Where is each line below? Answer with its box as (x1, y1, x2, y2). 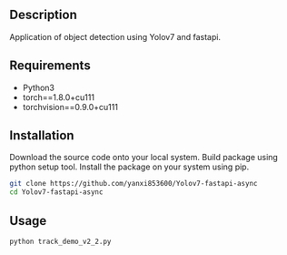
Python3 (22, 82, 54, 93)
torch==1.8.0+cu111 (22, 91, 95, 103)
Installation (9, 127, 74, 144)
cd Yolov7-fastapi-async (9, 188, 104, 197)
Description (9, 7, 77, 23)
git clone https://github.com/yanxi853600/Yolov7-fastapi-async (9, 179, 258, 189)
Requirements (9, 58, 91, 74)
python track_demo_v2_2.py (9, 237, 112, 246)
